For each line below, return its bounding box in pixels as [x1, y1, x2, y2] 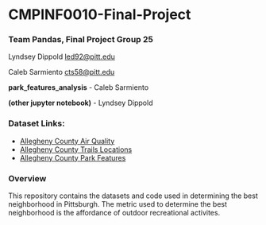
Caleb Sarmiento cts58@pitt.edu [8, 68, 115, 77]
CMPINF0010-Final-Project [8, 6, 191, 24]
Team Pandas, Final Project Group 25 [8, 34, 153, 45]
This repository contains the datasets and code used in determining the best [8, 191, 258, 200]
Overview [8, 173, 47, 184]
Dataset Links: [8, 118, 65, 129]
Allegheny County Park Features [19, 153, 126, 162]
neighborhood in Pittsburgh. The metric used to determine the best [8, 200, 228, 209]
